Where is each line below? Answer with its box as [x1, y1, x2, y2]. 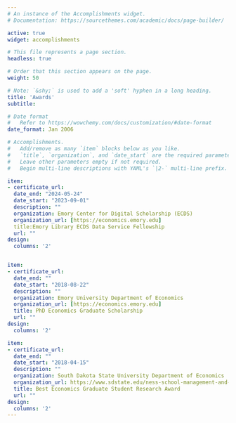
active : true [7, 30, 46, 37]
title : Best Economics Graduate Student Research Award [13, 385, 181, 392]
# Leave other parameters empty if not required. [7, 158, 162, 165]
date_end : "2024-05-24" [13, 190, 83, 197]
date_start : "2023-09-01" [13, 197, 90, 204]
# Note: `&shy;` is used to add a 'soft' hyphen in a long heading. [7, 87, 212, 94]
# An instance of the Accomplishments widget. [7, 10, 146, 18]
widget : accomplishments [7, 36, 80, 43]
